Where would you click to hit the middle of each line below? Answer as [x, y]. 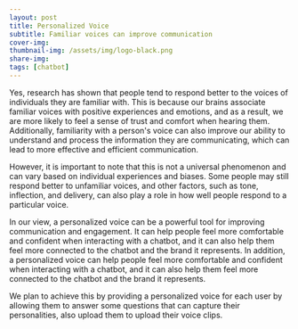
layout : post [33, 17]
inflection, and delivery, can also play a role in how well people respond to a [148, 195]
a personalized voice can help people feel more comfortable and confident [146, 259]
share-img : [29, 59]
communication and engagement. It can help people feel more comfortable [147, 231]
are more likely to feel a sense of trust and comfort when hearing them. [140, 120]
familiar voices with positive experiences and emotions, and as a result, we [146, 111]
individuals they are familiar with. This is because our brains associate [137, 102]
